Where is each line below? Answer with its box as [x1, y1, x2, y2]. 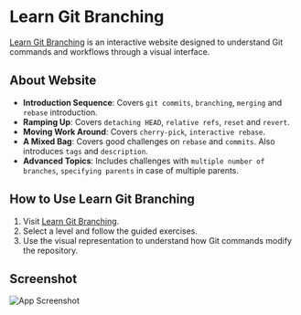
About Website [9, 73, 97, 89]
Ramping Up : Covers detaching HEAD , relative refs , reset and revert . [22, 116, 290, 127]
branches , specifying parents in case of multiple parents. [22, 164, 240, 175]
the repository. [22, 245, 79, 256]
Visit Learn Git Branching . [22, 215, 120, 226]
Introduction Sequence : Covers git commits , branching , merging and [22, 97, 283, 108]
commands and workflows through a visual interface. [9, 46, 210, 57]
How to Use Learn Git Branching [9, 192, 195, 207]
